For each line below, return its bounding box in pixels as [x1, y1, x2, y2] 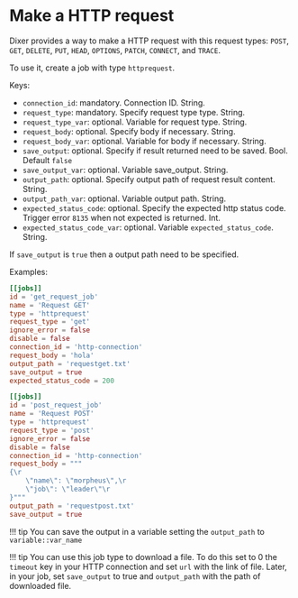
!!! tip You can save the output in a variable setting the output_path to [9, 526, 266, 537]
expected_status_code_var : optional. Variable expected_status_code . [22, 222, 275, 233]
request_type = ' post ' [9, 426, 95, 435]
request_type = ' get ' [9, 317, 91, 327]
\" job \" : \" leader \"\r [25, 484, 111, 494]
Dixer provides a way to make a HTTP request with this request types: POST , [9, 35, 290, 46]
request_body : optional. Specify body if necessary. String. [22, 125, 236, 136]
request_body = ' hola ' [9, 351, 95, 360]
